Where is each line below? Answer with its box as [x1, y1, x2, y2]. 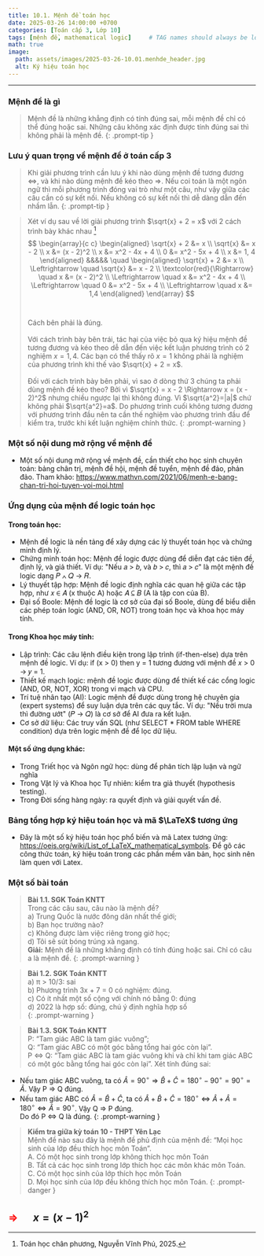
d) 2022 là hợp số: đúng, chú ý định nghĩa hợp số [27, 1002, 188, 1011]
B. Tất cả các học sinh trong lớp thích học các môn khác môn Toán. [27, 1161, 246, 1170]
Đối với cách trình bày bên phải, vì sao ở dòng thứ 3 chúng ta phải [27, 377, 241, 385]
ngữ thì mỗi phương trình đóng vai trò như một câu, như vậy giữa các [27, 185, 250, 194]
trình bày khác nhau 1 [27, 225, 97, 236]
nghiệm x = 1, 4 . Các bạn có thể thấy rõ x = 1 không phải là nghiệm [27, 352, 244, 360]
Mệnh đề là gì [8, 96, 60, 107]
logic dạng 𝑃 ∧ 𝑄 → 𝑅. [19, 571, 92, 580]
